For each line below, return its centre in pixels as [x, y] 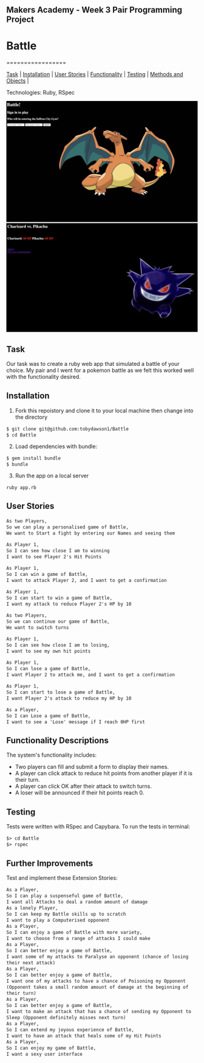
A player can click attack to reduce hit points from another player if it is [104, 773]
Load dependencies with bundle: [56, 446]
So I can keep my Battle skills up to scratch [66, 914]
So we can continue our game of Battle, [58, 621]
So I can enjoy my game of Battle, [51, 1048]
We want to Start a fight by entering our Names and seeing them [90, 533]
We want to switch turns [38, 627]
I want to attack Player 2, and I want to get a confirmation [87, 580]
